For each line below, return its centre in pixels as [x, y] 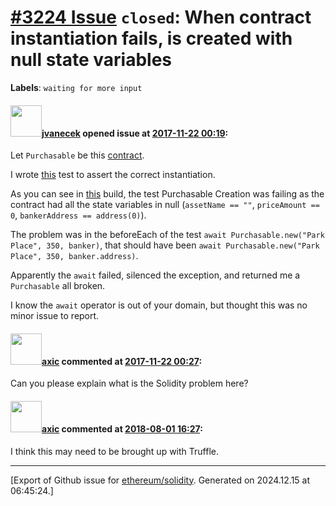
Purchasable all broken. [58, 286]
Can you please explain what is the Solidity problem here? [129, 383]
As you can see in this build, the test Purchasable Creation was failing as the [167, 194]
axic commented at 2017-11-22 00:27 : [122, 361]
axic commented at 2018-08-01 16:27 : [122, 428]
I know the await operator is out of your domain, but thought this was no [159, 305]
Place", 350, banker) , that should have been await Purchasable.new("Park [165, 245]
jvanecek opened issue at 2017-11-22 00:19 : [135, 133]
